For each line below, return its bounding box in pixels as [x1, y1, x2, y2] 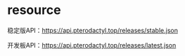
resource [7, 2, 61, 18]
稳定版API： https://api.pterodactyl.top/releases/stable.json [7, 26, 178, 34]
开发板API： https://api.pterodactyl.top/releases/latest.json [7, 41, 177, 49]
